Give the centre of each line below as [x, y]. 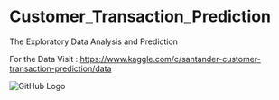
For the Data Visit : [44, 59]
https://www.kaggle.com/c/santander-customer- [171, 59]
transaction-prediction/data [60, 68]
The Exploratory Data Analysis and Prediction [94, 41]
